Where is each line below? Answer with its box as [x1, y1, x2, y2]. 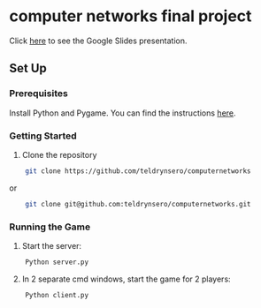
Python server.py [25, 258, 89, 267]
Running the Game [9, 221, 91, 233]
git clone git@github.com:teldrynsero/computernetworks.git [25, 199, 251, 208]
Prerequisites [9, 87, 68, 100]
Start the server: [21, 240, 82, 251]
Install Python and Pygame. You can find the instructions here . [9, 108, 236, 118]
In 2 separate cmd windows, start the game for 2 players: [21, 274, 232, 284]
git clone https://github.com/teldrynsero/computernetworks [25, 166, 251, 176]
